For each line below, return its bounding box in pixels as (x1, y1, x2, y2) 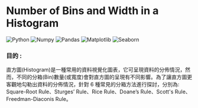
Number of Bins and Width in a (6, 4, 159, 18)
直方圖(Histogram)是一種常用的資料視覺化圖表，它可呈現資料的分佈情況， (6, 66, 186, 73)
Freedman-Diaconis (6, 96, 54, 103)
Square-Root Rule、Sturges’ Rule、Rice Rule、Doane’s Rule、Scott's (6, 88, 174, 95)
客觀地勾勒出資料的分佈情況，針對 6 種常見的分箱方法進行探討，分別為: (6, 81, 180, 88)
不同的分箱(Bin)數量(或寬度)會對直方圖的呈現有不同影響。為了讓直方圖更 (16, 73, 193, 80)
